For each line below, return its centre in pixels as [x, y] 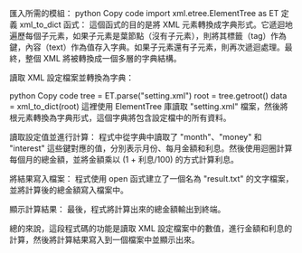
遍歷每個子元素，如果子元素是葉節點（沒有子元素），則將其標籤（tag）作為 [148, 36]
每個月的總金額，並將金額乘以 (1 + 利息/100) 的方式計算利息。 [124, 159]
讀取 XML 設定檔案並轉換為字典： [71, 78]
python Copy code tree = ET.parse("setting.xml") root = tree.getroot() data [148, 96]
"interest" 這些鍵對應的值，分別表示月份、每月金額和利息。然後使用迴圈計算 [151, 148]
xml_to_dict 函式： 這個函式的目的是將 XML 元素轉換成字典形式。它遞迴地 [156, 24]
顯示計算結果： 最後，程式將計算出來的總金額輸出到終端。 [118, 209]
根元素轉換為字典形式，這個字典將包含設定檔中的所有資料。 [120, 117]
